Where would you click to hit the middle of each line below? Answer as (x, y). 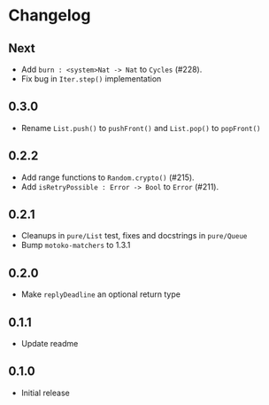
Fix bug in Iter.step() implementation (91, 79)
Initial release (45, 393)
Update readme (50, 344)
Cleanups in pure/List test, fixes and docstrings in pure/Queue (134, 236)
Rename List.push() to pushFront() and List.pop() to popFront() (141, 128)
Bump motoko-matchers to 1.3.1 (76, 245)
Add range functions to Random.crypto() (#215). (108, 177)
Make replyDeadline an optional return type (100, 294)
